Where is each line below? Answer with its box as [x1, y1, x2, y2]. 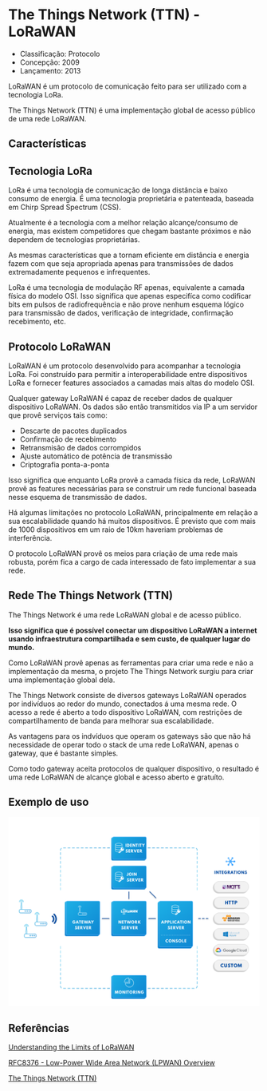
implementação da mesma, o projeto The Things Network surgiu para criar [8, 666, 253, 676]
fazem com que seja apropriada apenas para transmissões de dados [8, 259, 234, 268]
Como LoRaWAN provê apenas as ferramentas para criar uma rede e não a [8, 657, 253, 668]
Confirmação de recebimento [19, 434, 117, 444]
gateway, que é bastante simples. [8, 748, 119, 758]
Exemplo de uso [8, 795, 89, 809]
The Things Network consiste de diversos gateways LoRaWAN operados [8, 690, 247, 700]
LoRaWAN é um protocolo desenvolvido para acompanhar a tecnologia [8, 361, 241, 371]
